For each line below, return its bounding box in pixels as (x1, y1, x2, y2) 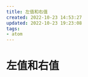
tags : (6, 25, 20, 32)
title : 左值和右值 (6, 8, 48, 15)
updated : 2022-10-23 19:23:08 (6, 20, 83, 26)
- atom (6, 31, 23, 37)
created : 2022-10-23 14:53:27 (6, 14, 83, 20)
